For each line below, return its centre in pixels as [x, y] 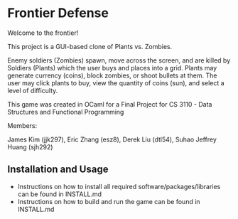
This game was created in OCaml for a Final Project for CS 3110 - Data [110, 104]
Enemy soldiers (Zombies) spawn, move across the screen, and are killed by [119, 60]
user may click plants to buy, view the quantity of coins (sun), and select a [116, 82]
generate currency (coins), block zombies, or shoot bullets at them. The [112, 75]
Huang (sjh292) [30, 146]
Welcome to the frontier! [43, 33]
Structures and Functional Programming [66, 112]
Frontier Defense [58, 13]
